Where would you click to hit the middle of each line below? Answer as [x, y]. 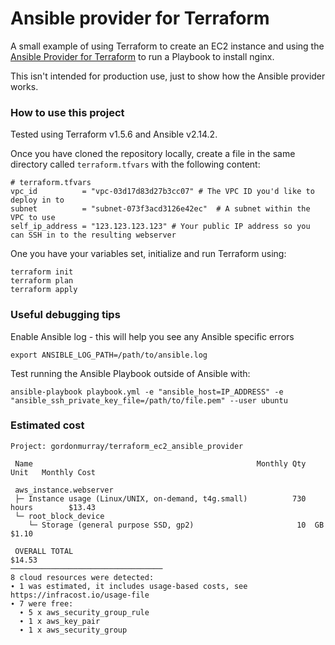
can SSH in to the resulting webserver [93, 235]
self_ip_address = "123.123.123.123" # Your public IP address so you [160, 227]
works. [24, 86]
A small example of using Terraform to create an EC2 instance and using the [167, 46]
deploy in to [37, 200]
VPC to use [33, 218]
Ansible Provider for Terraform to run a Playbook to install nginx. [142, 56]
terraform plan [42, 281]
